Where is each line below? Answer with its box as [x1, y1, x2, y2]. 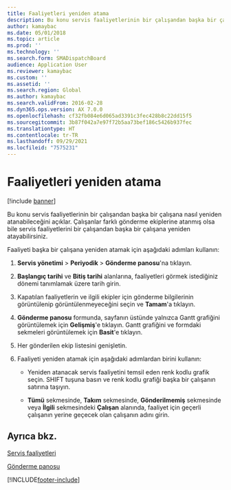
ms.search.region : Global [7, 87, 81, 94]
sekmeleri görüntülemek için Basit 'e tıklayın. [16, 328, 143, 336]
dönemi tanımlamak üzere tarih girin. [16, 279, 121, 288]
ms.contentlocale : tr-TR [7, 131, 78, 138]
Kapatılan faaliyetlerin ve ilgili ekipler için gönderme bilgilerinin [16, 292, 194, 301]
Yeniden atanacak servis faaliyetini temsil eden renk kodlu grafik [27, 367, 210, 376]
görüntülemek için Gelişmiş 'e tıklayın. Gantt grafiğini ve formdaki [16, 321, 201, 329]
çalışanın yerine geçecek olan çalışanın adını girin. [27, 410, 170, 418]
